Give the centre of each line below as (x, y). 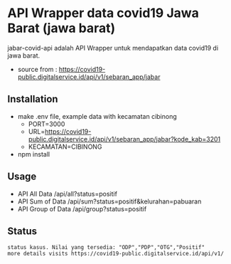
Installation (33, 99)
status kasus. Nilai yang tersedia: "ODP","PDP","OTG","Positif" (106, 248)
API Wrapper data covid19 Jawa (103, 13)
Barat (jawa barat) (61, 28)
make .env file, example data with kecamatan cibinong (97, 116)
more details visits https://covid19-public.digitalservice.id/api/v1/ (116, 254)
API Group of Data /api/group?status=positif (82, 208)
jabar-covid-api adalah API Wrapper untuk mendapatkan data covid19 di (113, 48)
